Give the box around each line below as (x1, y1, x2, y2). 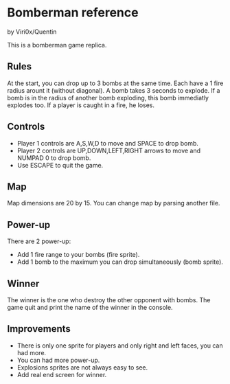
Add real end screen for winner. (16, 370, 107, 379)
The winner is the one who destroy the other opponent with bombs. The (7, 296, 211, 304)
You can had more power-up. (16, 356, 100, 364)
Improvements (7, 323, 71, 335)
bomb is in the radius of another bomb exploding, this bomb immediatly (7, 93, 209, 102)
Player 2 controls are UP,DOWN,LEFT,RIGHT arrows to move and (16, 146, 201, 155)
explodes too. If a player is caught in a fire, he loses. (7, 101, 155, 109)
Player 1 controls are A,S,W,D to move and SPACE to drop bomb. (16, 139, 199, 147)
